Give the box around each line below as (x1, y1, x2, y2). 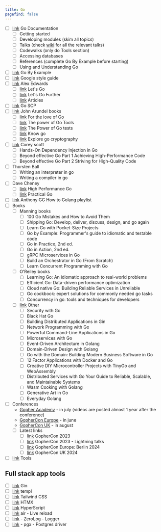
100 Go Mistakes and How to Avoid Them (26, 213, 110, 219)
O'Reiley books (19, 268, 50, 275)
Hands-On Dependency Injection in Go (19, 147, 98, 153)
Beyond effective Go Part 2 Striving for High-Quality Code (19, 158, 137, 164)
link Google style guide (12, 75, 59, 81)
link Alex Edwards (12, 80, 48, 86)
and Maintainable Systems (26, 379, 80, 385)
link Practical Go (19, 191, 53, 197)
